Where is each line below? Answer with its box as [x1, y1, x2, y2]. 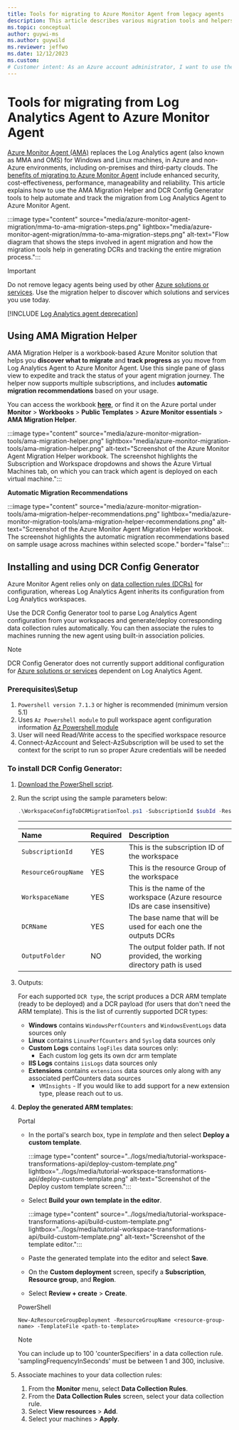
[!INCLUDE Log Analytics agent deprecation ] [7, 309, 139, 318]
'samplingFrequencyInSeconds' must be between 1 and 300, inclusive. [17, 1357, 225, 1365]
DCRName [21, 922, 48, 931]
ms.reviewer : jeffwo [7, 43, 69, 51]
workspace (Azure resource [128, 892, 223, 902]
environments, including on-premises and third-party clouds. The [26, 163, 218, 172]
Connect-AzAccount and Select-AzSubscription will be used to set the [17, 738, 224, 747]
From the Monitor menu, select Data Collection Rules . [28, 1384, 188, 1393]
